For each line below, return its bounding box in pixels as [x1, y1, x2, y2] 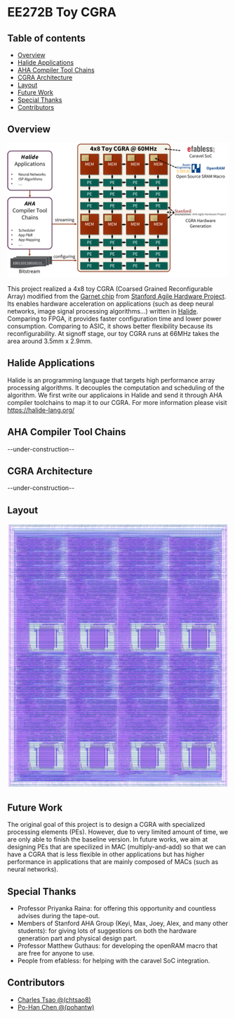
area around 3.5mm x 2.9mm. [7, 337, 93, 345]
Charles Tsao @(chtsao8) [17, 996, 91, 1004]
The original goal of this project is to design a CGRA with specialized [7, 820, 206, 829]
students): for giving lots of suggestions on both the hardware [17, 927, 197, 935]
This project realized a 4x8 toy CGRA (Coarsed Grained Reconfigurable [7, 284, 213, 292]
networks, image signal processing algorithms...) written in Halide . [7, 307, 199, 315]
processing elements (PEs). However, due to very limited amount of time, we [7, 827, 229, 837]
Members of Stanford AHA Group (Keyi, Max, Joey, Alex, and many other [17, 919, 229, 928]
